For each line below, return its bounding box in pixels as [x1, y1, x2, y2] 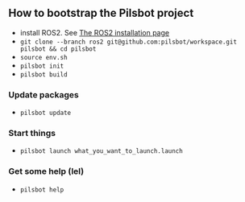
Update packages [8, 89, 79, 100]
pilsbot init [19, 62, 64, 70]
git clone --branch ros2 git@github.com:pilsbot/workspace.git [19, 38, 238, 46]
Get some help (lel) [8, 166, 85, 177]
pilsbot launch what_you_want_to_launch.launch [19, 147, 183, 155]
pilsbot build [19, 70, 68, 79]
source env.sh [19, 53, 68, 61]
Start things [8, 128, 56, 139]
